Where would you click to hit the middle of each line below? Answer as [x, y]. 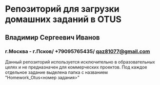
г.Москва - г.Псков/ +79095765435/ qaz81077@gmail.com [78, 51]
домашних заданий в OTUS [63, 19]
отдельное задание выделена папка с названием [57, 72]
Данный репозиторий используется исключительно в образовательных [80, 62]
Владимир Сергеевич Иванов [52, 37]
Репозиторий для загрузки [62, 9]
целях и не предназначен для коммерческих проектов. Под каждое [76, 67]
